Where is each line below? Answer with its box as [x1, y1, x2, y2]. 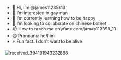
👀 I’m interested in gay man [12, 10, 68, 16]
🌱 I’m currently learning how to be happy [12, 15, 96, 21]
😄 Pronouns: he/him [12, 33, 55, 39]
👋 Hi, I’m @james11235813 [12, 5, 66, 10]
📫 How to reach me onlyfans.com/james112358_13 [12, 26, 117, 31]
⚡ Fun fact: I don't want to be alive [12, 38, 83, 44]
